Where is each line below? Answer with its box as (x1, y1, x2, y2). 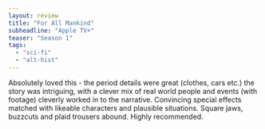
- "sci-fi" (15, 49, 52, 57)
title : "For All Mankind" (8, 19, 94, 27)
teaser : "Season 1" (8, 33, 73, 42)
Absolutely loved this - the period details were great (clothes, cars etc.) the (8, 77, 255, 88)
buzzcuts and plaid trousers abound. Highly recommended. (8, 111, 204, 121)
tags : (8, 41, 26, 49)
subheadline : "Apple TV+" (8, 26, 94, 34)
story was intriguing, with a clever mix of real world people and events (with (8, 86, 258, 96)
